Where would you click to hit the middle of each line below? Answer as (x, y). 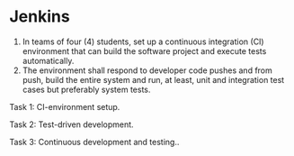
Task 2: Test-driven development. (71, 124)
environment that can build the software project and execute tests (144, 50)
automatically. (48, 60)
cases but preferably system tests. (86, 89)
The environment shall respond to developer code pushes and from (147, 70)
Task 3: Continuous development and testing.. (94, 142)
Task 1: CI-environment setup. (65, 106)
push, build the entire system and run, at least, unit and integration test (153, 79)
